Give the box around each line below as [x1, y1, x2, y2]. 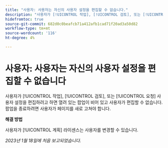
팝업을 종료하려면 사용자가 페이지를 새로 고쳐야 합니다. [5, 105, 111, 111]
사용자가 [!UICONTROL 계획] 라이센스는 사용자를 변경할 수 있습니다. [5, 126, 139, 133]
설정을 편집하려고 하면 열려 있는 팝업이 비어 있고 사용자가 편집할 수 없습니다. [14, 99, 163, 105]
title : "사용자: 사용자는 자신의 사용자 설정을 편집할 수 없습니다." [5, 7, 128, 13]
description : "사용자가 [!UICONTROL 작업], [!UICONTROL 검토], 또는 [5, 12, 141, 17]
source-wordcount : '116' [5, 31, 57, 36]
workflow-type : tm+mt [5, 26, 51, 31]
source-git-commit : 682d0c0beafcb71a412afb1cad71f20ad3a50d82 [5, 21, 138, 27]
